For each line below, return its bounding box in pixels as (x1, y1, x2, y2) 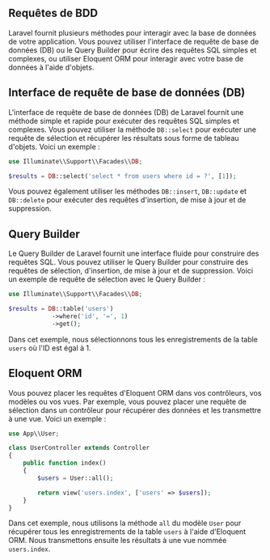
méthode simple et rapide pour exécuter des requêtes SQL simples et (8, 116, 240, 125)
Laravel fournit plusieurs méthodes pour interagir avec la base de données (8, 28, 257, 37)
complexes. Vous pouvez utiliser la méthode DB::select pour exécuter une (8, 125, 257, 134)
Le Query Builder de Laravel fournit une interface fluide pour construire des (8, 248, 259, 258)
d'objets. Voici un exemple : (8, 142, 101, 151)
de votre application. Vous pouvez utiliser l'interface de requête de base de (8, 36, 259, 46)
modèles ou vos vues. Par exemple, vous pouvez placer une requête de (8, 397, 247, 406)
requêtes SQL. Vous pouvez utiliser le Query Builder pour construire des (8, 257, 249, 267)
